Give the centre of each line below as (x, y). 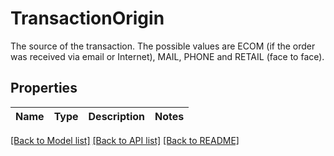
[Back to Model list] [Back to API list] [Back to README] (125, 140)
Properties (44, 88)
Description (116, 116)
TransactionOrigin (87, 18)
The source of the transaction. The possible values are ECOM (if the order (163, 46)
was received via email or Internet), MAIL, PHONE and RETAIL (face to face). (167, 56)
